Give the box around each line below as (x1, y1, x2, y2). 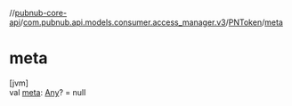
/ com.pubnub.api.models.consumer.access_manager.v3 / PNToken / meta (20, 17, 283, 28)
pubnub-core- (14, 8, 68, 18)
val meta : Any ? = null (9, 86, 86, 97)
